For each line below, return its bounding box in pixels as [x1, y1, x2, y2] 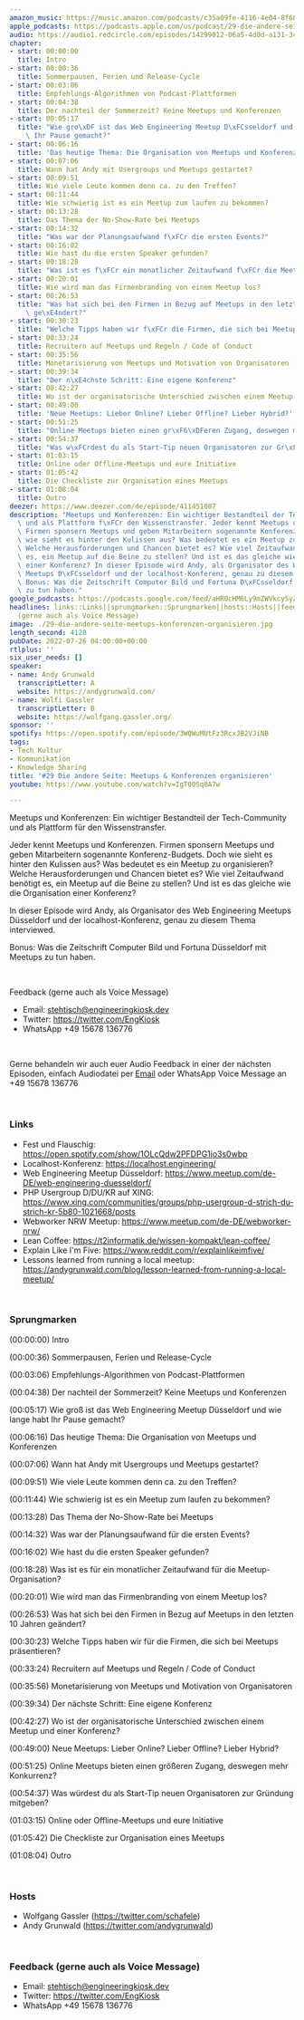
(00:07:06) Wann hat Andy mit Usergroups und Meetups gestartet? [9, 1458, 260, 1469]
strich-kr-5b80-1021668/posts [22, 1206, 136, 1217]
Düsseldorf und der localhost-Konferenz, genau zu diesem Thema [9, 915, 256, 926]
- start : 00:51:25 [9, 418, 79, 427]
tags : [9, 737, 30, 747]
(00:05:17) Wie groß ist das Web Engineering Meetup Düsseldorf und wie [9, 1404, 282, 1415]
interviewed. [9, 925, 56, 936]
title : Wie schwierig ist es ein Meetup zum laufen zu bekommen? [17, 198, 270, 208]
